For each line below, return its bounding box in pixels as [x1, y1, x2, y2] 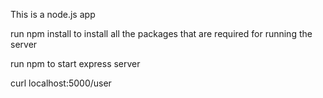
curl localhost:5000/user [10, 77, 112, 89]
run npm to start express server [10, 58, 141, 69]
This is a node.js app [10, 9, 96, 20]
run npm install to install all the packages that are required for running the [10, 28, 313, 39]
